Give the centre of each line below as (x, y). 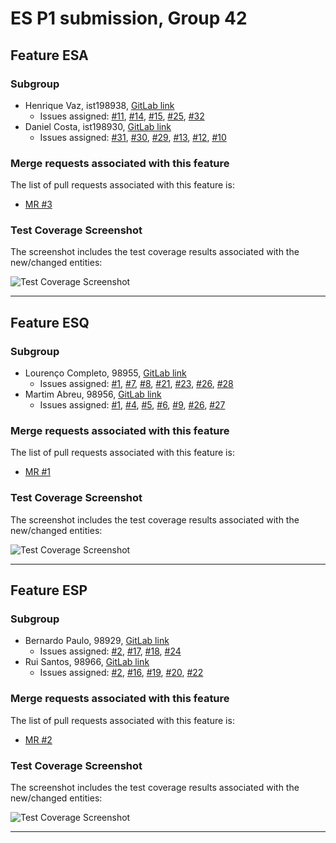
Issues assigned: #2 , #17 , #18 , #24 (110, 651)
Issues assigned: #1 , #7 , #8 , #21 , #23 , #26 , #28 (136, 384)
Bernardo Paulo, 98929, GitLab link (97, 641)
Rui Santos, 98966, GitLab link (87, 662)
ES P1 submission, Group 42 (129, 18)
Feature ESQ (50, 322)
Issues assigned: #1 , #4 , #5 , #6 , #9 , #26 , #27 (132, 405)
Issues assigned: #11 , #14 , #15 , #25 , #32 (122, 116)
